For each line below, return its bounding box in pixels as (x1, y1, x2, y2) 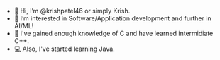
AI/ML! (13, 22, 34, 30)
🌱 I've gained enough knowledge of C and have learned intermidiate (13, 29, 214, 37)
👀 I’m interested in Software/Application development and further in (13, 14, 211, 23)
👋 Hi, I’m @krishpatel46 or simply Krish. (13, 7, 131, 15)
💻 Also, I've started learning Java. (13, 44, 115, 53)
